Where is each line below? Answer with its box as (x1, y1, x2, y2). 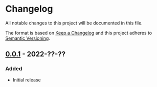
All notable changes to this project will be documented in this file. (5, 20, 143, 26)
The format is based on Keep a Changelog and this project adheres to (5, 30, 152, 36)
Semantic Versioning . (5, 35, 50, 41)
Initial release (12, 77, 41, 83)
